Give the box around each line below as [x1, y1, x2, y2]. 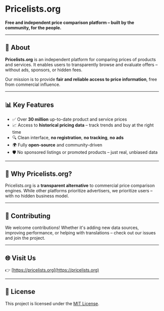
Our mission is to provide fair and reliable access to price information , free [5, 76, 157, 82]
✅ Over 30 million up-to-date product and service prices [12, 116, 127, 122]
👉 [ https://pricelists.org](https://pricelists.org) [5, 267, 99, 273]
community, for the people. [5, 24, 62, 30]
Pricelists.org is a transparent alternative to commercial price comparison [5, 183, 155, 188]
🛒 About [5, 43, 30, 52]
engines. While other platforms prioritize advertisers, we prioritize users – [5, 188, 153, 194]
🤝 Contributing [5, 211, 51, 220]
